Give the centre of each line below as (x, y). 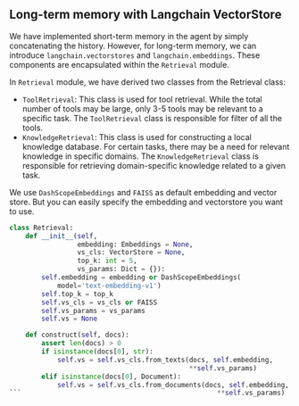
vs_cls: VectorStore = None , (131, 253)
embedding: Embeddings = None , (135, 244)
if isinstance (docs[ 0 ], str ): (97, 352)
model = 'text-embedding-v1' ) (109, 286)
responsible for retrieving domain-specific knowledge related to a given (154, 165)
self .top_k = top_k (78, 294)
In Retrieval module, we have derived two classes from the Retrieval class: (148, 82)
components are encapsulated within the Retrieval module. (119, 64)
